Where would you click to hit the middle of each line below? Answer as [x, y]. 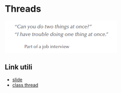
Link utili [19, 67]
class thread [25, 85]
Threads [23, 9]
